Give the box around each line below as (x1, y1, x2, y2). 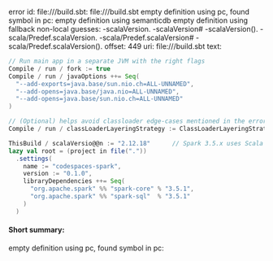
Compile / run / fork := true (8, 64, 111, 72)
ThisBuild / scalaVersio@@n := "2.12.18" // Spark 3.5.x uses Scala (8, 139, 264, 147)
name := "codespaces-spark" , (23, 162, 122, 170)
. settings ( (15, 154, 53, 163)
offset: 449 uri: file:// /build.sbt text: (104, 41, 222, 51)
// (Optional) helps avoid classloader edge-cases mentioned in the (8, 117, 245, 125)
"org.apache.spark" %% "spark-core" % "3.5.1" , (29, 185, 195, 194)
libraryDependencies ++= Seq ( (23, 177, 126, 185)
